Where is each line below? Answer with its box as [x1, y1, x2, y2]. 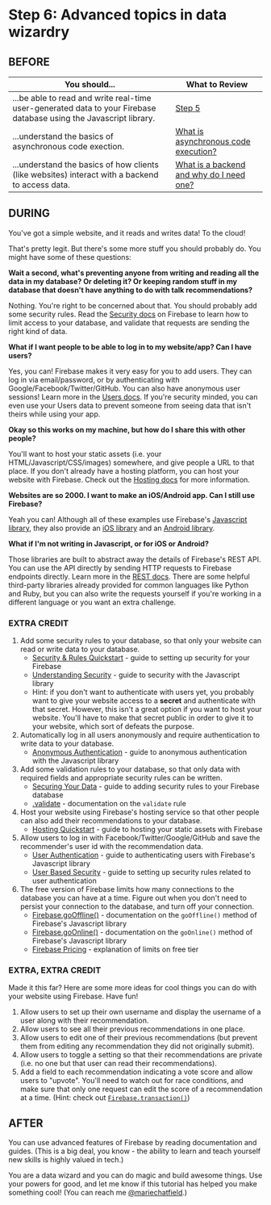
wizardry [8, 23, 70, 41]
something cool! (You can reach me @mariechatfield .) [8, 1188, 188, 1198]
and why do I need [175, 169, 246, 180]
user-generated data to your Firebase [12, 103, 156, 114]
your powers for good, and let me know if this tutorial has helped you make [8, 1179, 258, 1189]
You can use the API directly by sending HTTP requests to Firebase [8, 563, 232, 572]
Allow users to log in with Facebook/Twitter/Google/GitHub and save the [19, 833, 261, 843]
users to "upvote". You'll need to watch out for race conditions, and [19, 1076, 244, 1086]
